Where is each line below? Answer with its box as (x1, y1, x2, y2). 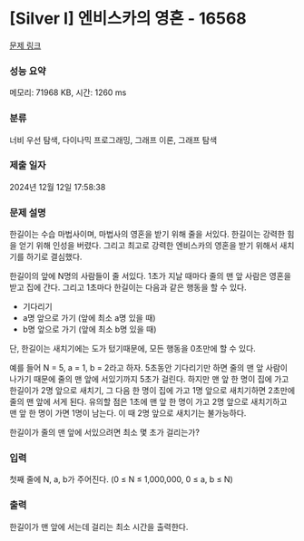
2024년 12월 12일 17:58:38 (9, 181, 106, 192)
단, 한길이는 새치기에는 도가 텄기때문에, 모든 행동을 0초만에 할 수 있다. (9, 343, 256, 354)
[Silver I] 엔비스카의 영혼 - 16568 (9, 8, 247, 29)
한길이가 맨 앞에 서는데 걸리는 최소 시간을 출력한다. (9, 521, 189, 532)
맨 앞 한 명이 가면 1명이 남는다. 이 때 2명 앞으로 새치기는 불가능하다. (9, 408, 247, 419)
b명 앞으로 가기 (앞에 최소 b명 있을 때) (22, 324, 157, 335)
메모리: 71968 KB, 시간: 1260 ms (9, 87, 127, 98)
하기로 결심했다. (25, 251, 83, 263)
